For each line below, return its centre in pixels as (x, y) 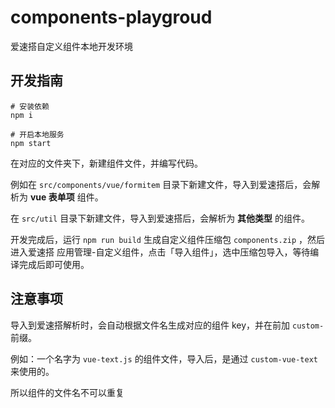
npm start (31, 143)
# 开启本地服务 (37, 134)
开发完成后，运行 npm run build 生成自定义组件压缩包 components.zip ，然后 (168, 239)
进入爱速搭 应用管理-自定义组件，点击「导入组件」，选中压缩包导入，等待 (160, 252)
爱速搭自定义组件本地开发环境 (71, 46)
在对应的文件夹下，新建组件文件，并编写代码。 (106, 163)
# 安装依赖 (30, 106)
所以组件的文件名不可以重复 (67, 392)
